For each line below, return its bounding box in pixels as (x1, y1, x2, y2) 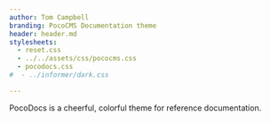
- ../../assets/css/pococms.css (17, 54, 138, 63)
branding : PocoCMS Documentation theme (9, 21, 157, 30)
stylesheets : (9, 37, 58, 47)
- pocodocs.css (17, 63, 74, 72)
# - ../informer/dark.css (9, 71, 109, 80)
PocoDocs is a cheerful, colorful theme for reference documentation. (9, 103, 262, 113)
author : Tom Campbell (9, 12, 90, 22)
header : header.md (9, 29, 77, 38)
